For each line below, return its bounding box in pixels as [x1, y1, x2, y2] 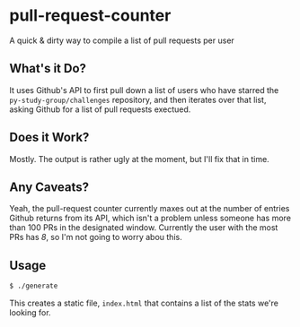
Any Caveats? [9, 179, 90, 194]
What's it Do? [9, 61, 87, 76]
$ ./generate [9, 281, 58, 291]
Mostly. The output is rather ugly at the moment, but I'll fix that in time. [9, 153, 269, 164]
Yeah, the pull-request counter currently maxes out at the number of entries [9, 203, 290, 214]
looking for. [9, 307, 51, 318]
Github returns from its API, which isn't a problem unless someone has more [9, 212, 292, 224]
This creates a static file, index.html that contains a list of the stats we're [9, 297, 278, 309]
